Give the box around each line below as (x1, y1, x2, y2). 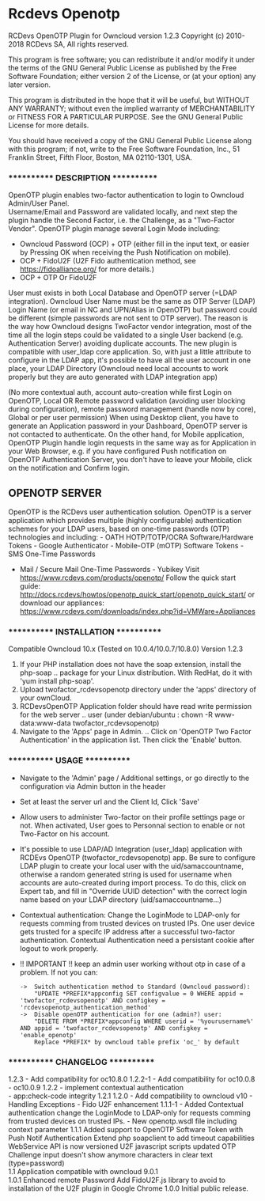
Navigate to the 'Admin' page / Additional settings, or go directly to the (19, 773, 250, 782)
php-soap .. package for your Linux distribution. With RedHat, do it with (19, 668, 253, 677)
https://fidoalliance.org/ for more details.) (19, 264, 155, 274)
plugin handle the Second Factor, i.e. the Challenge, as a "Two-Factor (8, 215, 235, 225)
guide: (19, 582, 41, 591)
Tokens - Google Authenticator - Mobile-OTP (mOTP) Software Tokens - (8, 541, 244, 551)
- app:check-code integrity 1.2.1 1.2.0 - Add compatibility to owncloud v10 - (8, 1091, 253, 1101)
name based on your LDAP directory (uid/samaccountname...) (19, 895, 222, 904)
